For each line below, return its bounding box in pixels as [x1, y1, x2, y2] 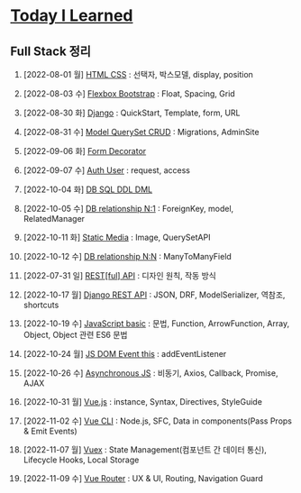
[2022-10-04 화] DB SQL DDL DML [23, 184, 152, 195]
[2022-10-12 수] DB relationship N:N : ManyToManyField [23, 251, 233, 261]
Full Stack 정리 [10, 43, 91, 59]
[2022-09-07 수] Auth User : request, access [23, 165, 190, 176]
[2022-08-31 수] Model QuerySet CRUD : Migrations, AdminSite [23, 127, 260, 137]
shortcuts [23, 299, 59, 310]
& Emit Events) [23, 425, 78, 436]
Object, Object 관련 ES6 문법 [23, 330, 128, 340]
